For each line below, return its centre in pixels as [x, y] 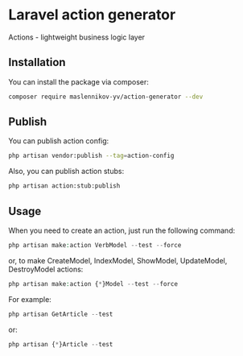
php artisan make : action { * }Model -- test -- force [93, 284]
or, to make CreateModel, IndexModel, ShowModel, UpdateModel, [118, 260]
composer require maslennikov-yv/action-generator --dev [106, 97]
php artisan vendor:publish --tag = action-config [91, 156]
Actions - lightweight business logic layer [77, 37]
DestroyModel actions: [46, 269]
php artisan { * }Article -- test [61, 344]
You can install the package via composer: [78, 81]
